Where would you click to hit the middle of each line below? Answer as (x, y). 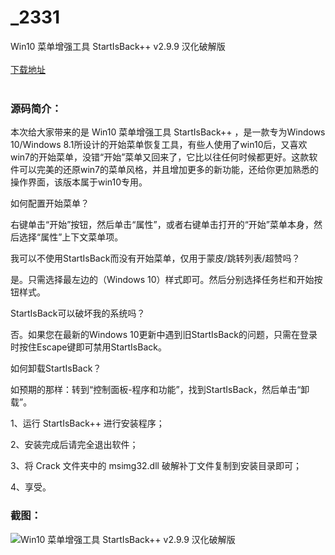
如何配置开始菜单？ (50, 203)
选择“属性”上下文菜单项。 (71, 237)
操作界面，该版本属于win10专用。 (79, 182)
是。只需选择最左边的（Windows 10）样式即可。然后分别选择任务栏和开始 (162, 280)
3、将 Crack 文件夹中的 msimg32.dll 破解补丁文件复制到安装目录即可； (156, 466)
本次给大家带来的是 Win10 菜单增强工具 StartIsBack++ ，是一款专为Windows (168, 132)
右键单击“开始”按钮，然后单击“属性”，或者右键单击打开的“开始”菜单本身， (162, 225)
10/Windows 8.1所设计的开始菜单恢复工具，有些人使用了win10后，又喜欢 (159, 145)
